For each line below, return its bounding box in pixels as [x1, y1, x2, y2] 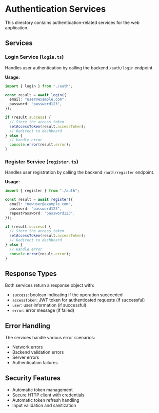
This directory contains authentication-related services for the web [5, 20, 140, 25]
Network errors [12, 344, 43, 350]
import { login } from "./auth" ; [5, 84, 73, 88]
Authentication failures [12, 360, 58, 366]
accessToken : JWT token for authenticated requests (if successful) [12, 297, 145, 303]
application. [5, 24, 29, 30]
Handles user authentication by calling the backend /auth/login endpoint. [5, 65, 154, 70]
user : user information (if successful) [12, 302, 87, 308]
